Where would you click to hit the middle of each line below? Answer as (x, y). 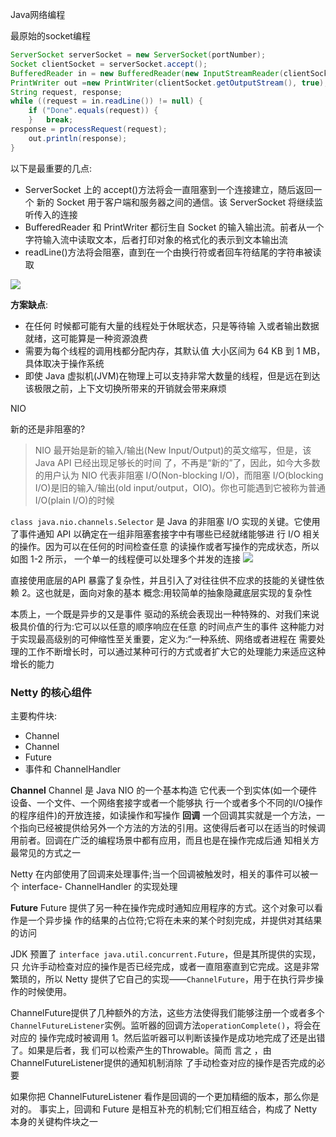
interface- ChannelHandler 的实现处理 (99, 886)
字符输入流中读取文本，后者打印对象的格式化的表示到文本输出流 (156, 239)
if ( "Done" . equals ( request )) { (93, 111)
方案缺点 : (29, 304)
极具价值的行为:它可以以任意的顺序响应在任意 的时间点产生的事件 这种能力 (163, 626)
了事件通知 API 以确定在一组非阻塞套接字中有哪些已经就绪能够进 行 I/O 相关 (165, 534)
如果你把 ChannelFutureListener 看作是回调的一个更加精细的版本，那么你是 (165, 1096)
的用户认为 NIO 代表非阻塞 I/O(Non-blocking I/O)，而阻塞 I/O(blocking (179, 475)
